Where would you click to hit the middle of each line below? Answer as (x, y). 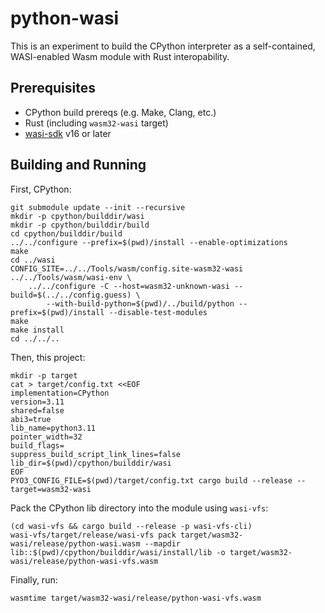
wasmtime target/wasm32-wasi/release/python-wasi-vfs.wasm (136, 598)
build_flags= (37, 445)
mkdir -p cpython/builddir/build (80, 225)
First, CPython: (41, 189)
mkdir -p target (44, 375)
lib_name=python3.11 (53, 428)
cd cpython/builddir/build (66, 233)
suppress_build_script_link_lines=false (96, 454)
